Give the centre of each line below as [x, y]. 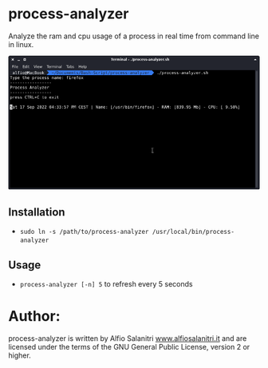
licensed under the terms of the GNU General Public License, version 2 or [129, 346]
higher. [20, 355]
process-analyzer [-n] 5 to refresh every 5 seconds [106, 283]
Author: [35, 317]
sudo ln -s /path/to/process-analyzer [84, 232]
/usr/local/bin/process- [193, 232]
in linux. [21, 44]
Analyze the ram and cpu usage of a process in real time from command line [134, 36]
